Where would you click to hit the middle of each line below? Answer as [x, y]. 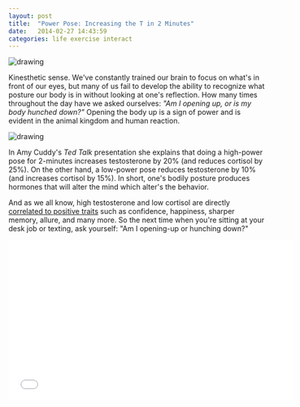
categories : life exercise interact [70, 39]
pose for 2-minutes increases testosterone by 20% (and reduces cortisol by [135, 161]
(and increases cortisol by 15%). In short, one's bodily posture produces [129, 178]
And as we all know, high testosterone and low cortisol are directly [119, 203]
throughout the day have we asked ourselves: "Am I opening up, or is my [130, 103]
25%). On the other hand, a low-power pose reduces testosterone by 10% [132, 170]
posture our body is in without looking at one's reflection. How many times [133, 95]
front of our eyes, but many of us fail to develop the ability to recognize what [137, 86]
